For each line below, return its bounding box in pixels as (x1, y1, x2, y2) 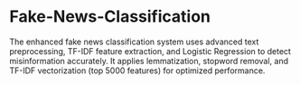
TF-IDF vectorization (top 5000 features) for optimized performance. (9, 65, 266, 76)
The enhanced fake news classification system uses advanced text (9, 36, 259, 47)
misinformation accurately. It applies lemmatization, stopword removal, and (9, 55, 289, 66)
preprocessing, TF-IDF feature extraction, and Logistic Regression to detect (9, 45, 292, 56)
